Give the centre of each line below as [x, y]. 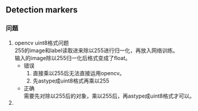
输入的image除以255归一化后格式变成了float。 [73, 58]
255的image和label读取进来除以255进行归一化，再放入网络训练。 [96, 50]
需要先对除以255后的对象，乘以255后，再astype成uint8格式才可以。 [109, 96]
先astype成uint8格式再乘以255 [71, 81]
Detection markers [42, 10]
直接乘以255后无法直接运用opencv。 [79, 73]
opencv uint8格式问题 [42, 42]
